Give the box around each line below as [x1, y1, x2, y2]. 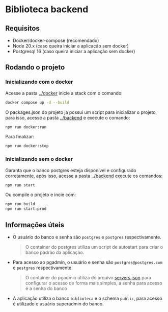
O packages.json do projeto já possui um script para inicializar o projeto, [5, 109, 157, 115]
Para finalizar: [5, 134, 35, 140]
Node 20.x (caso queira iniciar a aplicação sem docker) [12, 43, 129, 49]
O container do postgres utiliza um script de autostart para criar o [25, 244, 163, 250]
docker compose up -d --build [5, 100, 70, 105]
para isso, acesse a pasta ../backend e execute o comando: [5, 114, 130, 121]
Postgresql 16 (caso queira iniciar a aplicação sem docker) [12, 49, 135, 54]
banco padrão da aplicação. [25, 249, 85, 256]
